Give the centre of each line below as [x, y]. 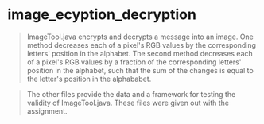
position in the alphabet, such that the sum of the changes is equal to [140, 70]
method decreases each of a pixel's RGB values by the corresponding [141, 45]
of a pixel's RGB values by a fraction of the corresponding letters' [134, 62]
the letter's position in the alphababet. [89, 79]
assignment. [47, 111]
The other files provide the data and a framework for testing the [131, 94]
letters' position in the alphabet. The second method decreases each [140, 53]
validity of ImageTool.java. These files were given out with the [128, 103]
